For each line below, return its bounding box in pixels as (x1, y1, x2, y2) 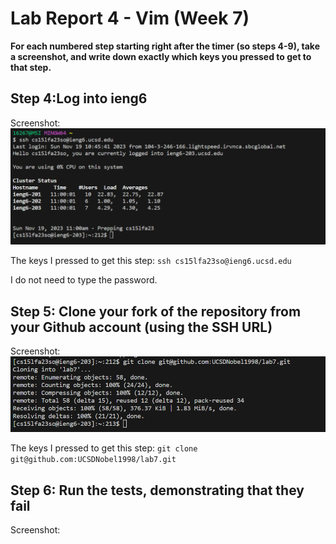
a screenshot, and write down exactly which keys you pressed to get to (10, 50, 312, 62)
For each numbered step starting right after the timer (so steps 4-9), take (10, 40, 320, 52)
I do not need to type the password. (10, 274, 158, 286)
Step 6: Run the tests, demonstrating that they (10, 482, 305, 499)
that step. (10, 61, 52, 73)
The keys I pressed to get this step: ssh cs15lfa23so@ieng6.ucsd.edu (10, 255, 292, 267)
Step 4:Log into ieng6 (10, 90, 148, 107)
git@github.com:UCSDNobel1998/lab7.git (10, 455, 177, 465)
